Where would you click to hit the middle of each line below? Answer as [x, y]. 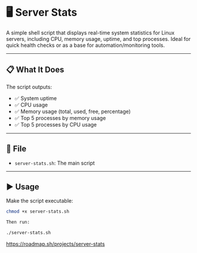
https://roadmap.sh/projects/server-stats [56, 244]
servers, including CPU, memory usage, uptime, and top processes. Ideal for [98, 39]
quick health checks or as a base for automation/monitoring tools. [86, 45]
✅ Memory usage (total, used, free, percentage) [72, 111]
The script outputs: [29, 87]
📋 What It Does [35, 70]
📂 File [16, 149]
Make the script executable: [40, 201]
